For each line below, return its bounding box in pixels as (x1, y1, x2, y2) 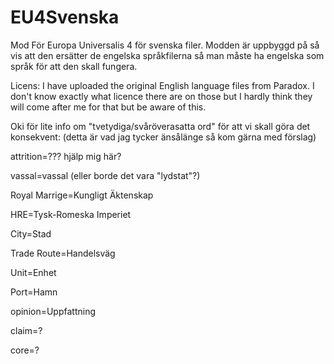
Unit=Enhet (10, 266, 57, 278)
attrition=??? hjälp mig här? (10, 150, 122, 162)
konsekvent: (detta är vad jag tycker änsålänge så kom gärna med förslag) (10, 131, 317, 143)
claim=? (10, 324, 43, 336)
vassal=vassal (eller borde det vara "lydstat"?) (10, 169, 201, 181)
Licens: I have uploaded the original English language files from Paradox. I (10, 79, 315, 91)
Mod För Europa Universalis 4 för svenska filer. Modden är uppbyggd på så (10, 39, 320, 51)
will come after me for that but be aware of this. (10, 101, 207, 113)
